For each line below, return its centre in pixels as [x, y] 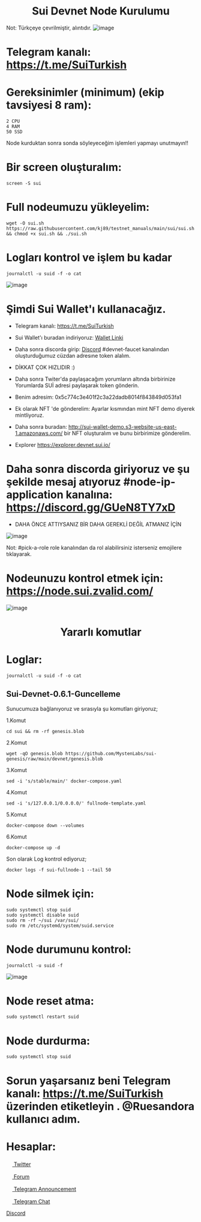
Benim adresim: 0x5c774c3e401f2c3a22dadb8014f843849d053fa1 [98, 397]
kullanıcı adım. [43, 1119]
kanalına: [89, 494]
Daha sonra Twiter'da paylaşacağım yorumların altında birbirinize [95, 379]
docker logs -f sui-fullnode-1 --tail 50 [59, 870]
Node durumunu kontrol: [69, 949]
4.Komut [16, 792]
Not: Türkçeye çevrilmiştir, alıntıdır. [49, 28]
